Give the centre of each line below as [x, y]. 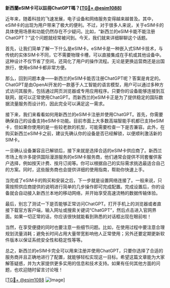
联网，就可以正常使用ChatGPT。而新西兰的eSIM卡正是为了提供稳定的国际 [82, 97]
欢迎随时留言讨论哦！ [41, 270]
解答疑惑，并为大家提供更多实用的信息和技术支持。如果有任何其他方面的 [80, 263]
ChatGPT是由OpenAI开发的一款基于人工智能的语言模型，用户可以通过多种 [82, 85]
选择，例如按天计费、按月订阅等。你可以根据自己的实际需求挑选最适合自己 [87, 163]
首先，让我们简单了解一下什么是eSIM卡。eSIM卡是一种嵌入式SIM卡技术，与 [84, 48]
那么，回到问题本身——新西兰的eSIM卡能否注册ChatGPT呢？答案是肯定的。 [84, 78]
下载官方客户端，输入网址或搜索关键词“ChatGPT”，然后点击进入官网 [81, 210]
